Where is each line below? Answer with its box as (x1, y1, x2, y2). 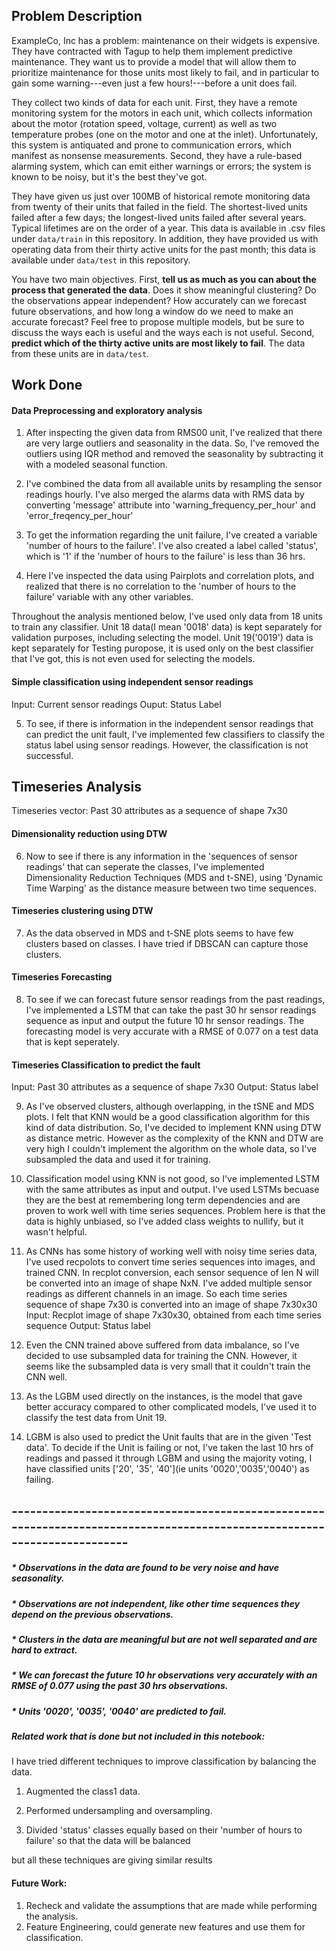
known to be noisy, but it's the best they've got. (11, 170, 208, 183)
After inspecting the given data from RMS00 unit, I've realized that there (25, 427, 323, 439)
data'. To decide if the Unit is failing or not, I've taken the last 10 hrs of (25, 1442, 314, 1454)
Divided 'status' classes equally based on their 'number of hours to (25, 1824, 303, 1836)
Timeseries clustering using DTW (11, 905, 154, 917)
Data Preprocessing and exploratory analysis (11, 404, 203, 416)
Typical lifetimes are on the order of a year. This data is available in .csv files (11, 222, 326, 234)
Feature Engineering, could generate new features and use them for (25, 1920, 306, 1933)
